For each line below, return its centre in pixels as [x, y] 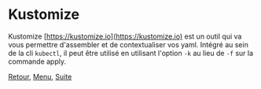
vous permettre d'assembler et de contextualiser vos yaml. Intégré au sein [129, 44]
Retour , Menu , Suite [40, 76]
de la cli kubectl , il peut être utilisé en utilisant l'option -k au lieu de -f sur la [131, 53]
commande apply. [37, 61]
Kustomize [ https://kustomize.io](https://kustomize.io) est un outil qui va [125, 36]
